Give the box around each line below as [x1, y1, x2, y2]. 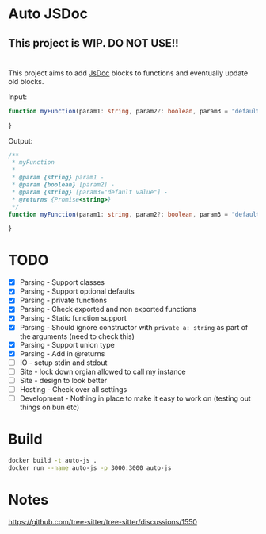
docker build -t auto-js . [8, 456, 97, 464]
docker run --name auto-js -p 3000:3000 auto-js [8, 463, 172, 472]
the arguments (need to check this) [19, 331, 135, 341]
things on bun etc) [19, 402, 80, 413]
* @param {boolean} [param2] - [11, 181, 115, 189]
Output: [8, 136, 33, 145]
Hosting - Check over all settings [19, 384, 127, 394]
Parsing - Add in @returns [19, 348, 105, 358]
